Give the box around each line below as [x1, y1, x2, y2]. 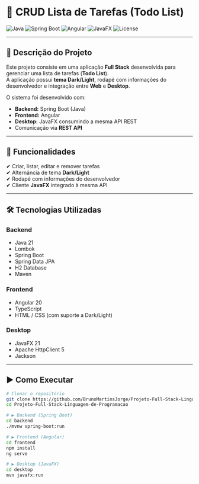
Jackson [14, 352, 36, 359]
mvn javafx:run [6, 472, 44, 479]
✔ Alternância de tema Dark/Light [6, 169, 90, 176]
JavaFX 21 [14, 339, 40, 347]
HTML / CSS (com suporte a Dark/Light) [14, 311, 113, 319]
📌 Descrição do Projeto [6, 47, 92, 58]
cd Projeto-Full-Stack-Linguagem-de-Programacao [6, 402, 129, 408]
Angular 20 [14, 299, 43, 306]
